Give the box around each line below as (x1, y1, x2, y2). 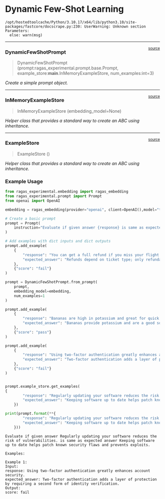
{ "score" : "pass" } (14, 330, 52, 334)
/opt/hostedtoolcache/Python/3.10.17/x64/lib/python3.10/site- (5, 20, 137, 25)
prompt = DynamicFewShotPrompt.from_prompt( (5, 280, 98, 285)
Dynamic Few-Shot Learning (5, 3, 124, 15)
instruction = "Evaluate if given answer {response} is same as (14, 225, 144, 230)
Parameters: (5, 28, 29, 33)
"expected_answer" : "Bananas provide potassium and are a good (23, 321, 155, 326)
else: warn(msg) (9, 33, 43, 37)
